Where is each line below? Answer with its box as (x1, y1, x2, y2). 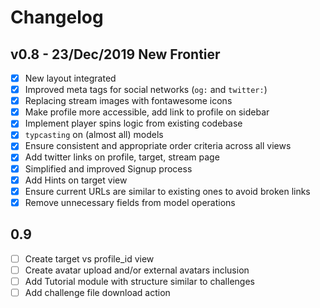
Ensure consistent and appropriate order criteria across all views (24, 140, 292, 152)
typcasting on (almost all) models (24, 129, 164, 141)
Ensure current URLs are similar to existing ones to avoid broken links (24, 185, 311, 197)
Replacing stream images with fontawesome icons (24, 95, 233, 107)
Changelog (10, 6, 104, 29)
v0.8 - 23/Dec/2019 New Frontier (10, 46, 221, 63)
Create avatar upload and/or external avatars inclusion (24, 264, 250, 276)
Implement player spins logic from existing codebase (24, 117, 243, 130)
